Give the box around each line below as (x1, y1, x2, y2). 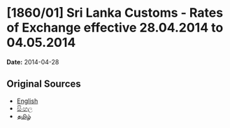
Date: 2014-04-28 (6, 57, 59, 66)
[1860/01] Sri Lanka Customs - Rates (6, 5, 224, 21)
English (16, 97, 38, 105)
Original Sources (6, 78, 81, 90)
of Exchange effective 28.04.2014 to (6, 20, 224, 36)
